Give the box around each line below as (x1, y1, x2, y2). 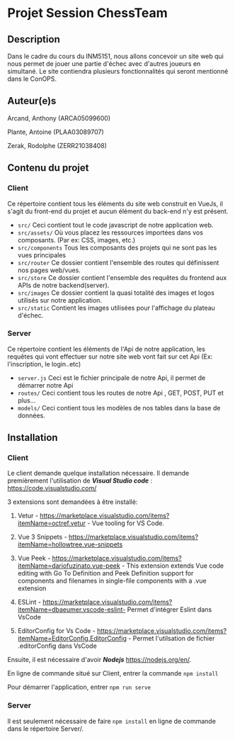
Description (7, 33, 60, 45)
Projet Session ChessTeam (7, 5, 168, 21)
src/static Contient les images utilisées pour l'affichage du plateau (17, 303, 216, 312)
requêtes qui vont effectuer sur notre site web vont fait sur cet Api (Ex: (7, 352, 213, 361)
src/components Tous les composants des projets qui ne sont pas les (17, 243, 217, 252)
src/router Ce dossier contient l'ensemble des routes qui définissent (17, 258, 219, 267)
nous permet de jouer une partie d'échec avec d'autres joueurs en (7, 60, 201, 68)
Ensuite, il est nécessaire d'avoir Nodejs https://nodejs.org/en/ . (7, 656, 192, 664)
